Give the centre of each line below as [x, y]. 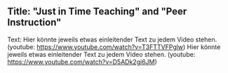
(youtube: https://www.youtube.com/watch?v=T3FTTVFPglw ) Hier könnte [114, 47]
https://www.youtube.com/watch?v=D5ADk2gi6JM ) [82, 62]
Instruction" [34, 23]
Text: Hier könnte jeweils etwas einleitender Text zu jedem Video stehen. [112, 39]
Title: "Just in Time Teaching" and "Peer [97, 12]
